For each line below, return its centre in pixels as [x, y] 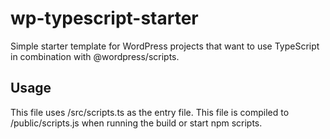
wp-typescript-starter [104, 18]
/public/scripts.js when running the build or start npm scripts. [136, 123]
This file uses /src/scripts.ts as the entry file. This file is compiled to [150, 112]
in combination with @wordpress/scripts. [95, 56]
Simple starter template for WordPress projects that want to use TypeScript [165, 46]
